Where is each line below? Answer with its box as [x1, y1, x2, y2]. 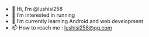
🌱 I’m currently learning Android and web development [11, 18, 144, 24]
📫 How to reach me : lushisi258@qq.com [11, 24, 112, 31]
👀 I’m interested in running [11, 12, 75, 18]
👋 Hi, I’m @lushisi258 [11, 6, 63, 12]
